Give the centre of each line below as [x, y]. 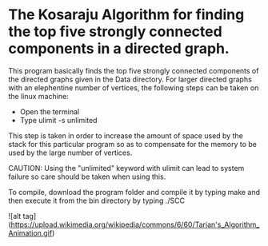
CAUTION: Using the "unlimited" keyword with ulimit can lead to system [126, 168]
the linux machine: [39, 96]
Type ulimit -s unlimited [58, 120]
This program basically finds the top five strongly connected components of [134, 70]
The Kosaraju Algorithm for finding [126, 15]
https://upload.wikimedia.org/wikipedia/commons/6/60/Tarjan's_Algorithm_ [135, 224]
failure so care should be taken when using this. [87, 177]
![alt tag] [22, 216]
